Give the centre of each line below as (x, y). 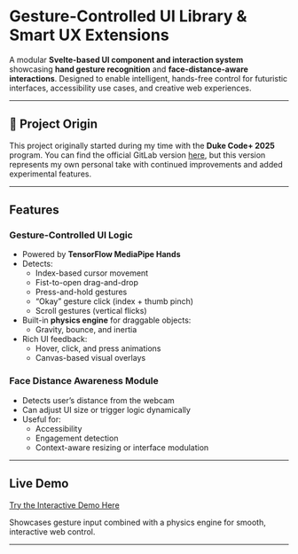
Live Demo (39, 484)
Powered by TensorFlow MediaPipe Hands (101, 254)
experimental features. (50, 174)
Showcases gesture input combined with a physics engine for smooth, (137, 522)
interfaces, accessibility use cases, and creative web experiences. (130, 88)
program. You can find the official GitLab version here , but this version (137, 155)
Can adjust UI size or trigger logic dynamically (106, 410)
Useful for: (42, 419)
